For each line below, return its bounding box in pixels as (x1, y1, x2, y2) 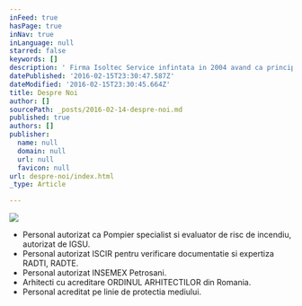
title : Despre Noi (9, 88, 78, 97)
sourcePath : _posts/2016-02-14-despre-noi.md (9, 105, 182, 114)
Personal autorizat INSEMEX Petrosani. (22, 267, 167, 278)
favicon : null (17, 163, 70, 172)
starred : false (9, 47, 67, 56)
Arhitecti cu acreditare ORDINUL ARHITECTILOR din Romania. (22, 277, 252, 288)
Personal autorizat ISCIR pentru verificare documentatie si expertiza (22, 249, 274, 259)
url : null (17, 154, 54, 164)
